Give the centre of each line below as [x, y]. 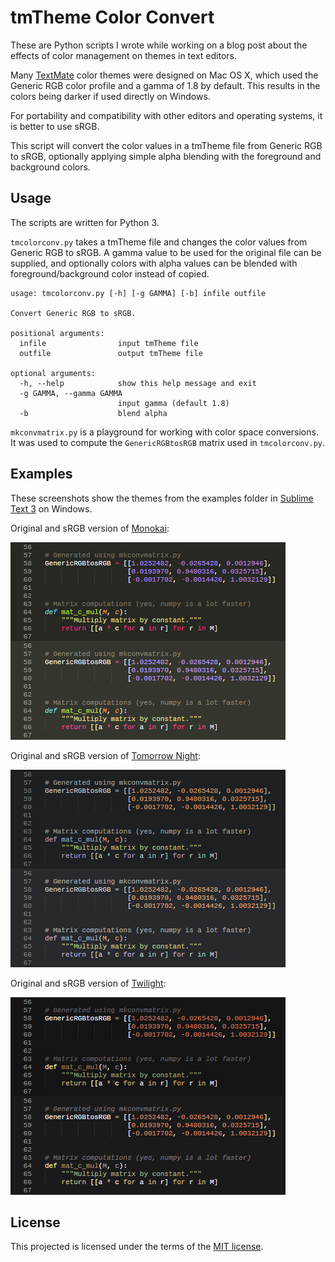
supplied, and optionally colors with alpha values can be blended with [154, 263]
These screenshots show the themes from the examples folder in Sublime [162, 498]
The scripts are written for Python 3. [85, 222]
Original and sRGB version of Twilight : [88, 983]
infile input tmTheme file [109, 343]
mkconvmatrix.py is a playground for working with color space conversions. [164, 432]
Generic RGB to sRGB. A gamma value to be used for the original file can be [166, 252]
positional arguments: [57, 333]
